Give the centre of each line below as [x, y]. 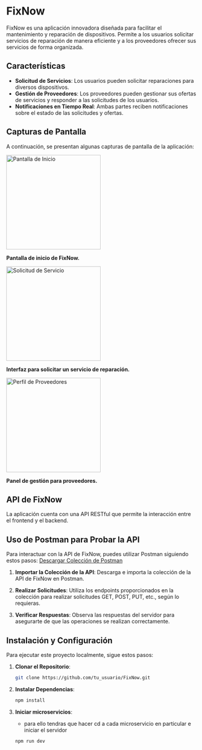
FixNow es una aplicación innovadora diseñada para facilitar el [84, 28]
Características [36, 66]
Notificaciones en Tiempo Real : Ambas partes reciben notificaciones [101, 106]
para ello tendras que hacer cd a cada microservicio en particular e [107, 723]
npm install [30, 700]
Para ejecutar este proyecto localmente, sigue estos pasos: [80, 655]
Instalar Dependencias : [45, 689]
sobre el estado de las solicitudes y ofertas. [69, 112]
